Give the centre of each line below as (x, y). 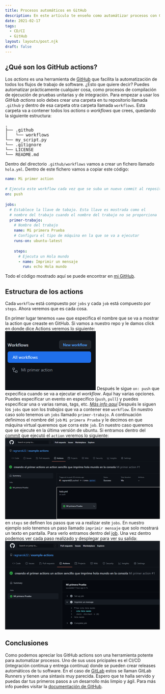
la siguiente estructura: (28, 116)
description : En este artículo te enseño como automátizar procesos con (81, 15)
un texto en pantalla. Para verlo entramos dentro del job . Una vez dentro (78, 533)
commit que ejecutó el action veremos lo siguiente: (57, 435)
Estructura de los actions (44, 292)
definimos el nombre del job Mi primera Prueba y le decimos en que (74, 420)
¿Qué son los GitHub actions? (51, 67)
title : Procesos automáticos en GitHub (46, 10)
